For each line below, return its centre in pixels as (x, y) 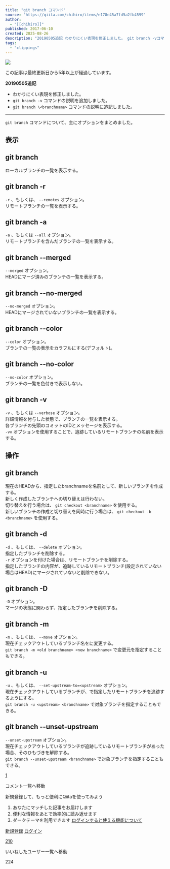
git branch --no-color (40, 364)
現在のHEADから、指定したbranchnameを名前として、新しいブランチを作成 (84, 486)
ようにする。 (23, 698)
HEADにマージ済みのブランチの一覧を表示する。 (56, 277)
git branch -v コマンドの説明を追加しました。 (61, 100)
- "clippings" (25, 48)
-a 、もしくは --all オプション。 (39, 235)
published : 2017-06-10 (29, 29)
